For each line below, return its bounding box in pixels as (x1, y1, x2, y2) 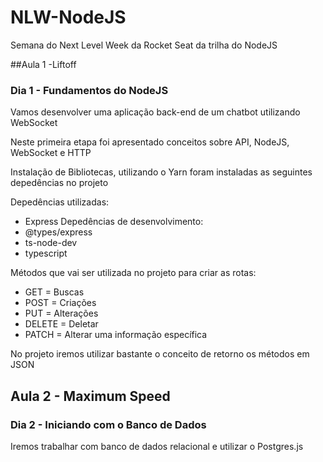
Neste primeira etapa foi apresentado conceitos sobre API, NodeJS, (10, 136, 290, 148)
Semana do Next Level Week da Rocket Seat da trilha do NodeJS (10, 39, 278, 51)
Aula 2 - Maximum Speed (10, 387, 171, 405)
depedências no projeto (10, 177, 109, 189)
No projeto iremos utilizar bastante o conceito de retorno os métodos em (10, 348, 310, 360)
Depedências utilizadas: (10, 196, 110, 208)
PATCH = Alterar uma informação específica (24, 329, 208, 341)
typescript (24, 247, 68, 260)
